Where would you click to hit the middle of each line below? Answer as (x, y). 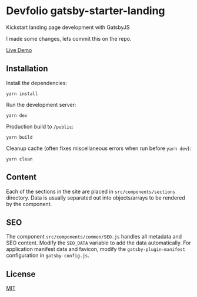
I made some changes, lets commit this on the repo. (69, 38)
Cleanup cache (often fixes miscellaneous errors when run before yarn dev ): (98, 148)
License (21, 274)
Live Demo (19, 50)
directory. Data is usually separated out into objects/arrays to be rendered (96, 198)
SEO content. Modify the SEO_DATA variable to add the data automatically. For (98, 243)
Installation (27, 69)
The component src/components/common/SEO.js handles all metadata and (94, 237)
